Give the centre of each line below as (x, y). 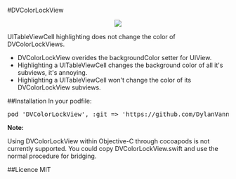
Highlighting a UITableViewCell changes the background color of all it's (120, 65)
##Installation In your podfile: (50, 101)
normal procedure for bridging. (52, 156)
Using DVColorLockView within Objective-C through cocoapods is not (109, 141)
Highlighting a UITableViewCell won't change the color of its (104, 80)
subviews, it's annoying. (52, 72)
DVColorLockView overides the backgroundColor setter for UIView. (114, 58)
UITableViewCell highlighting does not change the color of (91, 37)
